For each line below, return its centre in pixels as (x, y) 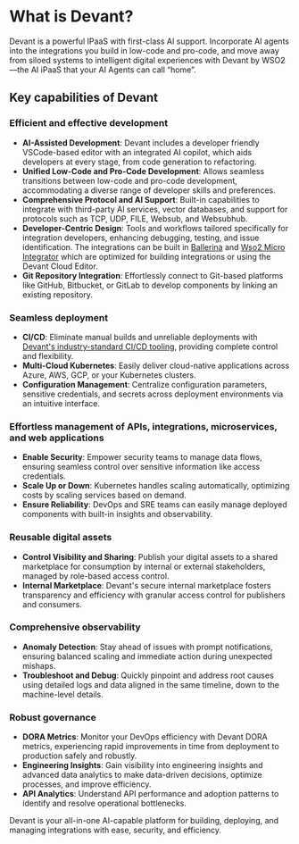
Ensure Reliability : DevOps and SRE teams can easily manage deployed (154, 505)
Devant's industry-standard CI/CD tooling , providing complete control (150, 347)
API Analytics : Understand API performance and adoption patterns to (150, 794)
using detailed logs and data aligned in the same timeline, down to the (150, 684)
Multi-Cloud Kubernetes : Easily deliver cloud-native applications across (156, 365)
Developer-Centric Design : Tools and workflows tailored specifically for (155, 228)
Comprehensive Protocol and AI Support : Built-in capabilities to (141, 199)
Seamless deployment (59, 317)
